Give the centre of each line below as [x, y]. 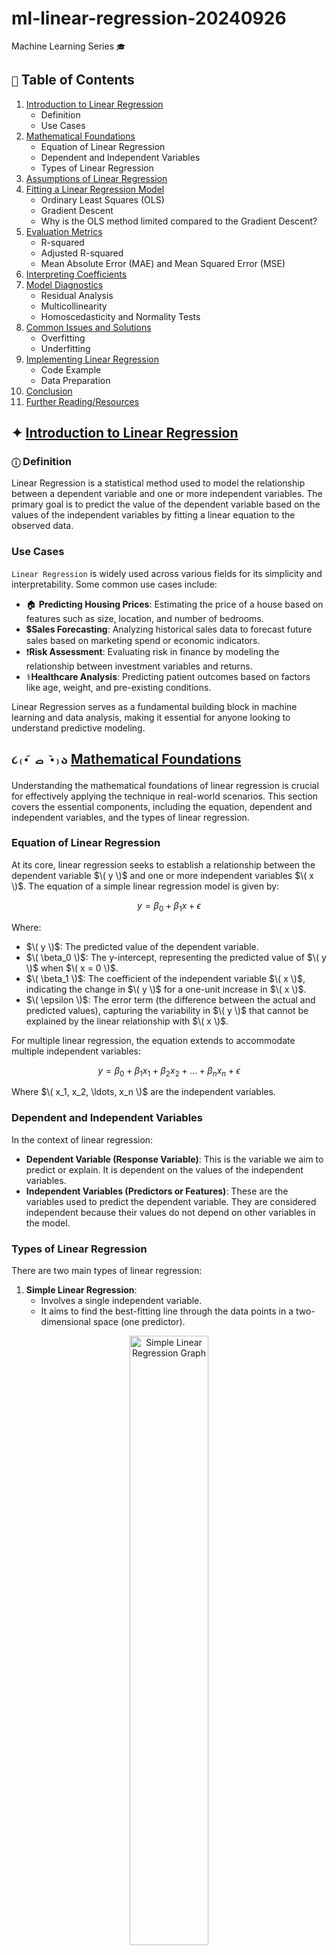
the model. [48, 1223]
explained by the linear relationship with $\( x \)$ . [127, 1021]
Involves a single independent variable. [121, 1301]
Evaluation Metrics [64, 231]
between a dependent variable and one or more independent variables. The [167, 494]
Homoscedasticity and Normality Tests [120, 316]
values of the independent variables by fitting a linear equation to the [153, 515]
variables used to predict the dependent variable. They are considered [171, 1201]
